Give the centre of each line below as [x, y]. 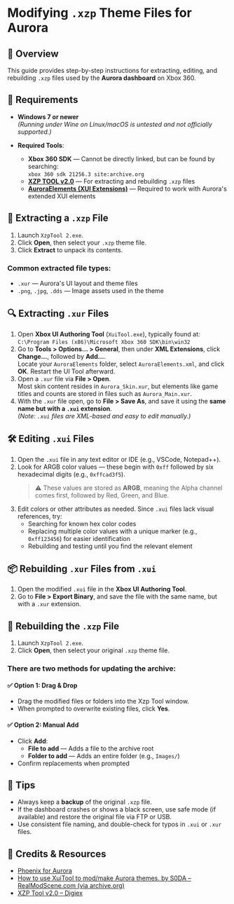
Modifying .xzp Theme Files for [100, 13]
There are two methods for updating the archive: [92, 669]
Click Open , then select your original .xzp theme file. [94, 650]
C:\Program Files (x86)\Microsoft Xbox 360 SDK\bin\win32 [104, 342]
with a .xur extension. [49, 604]
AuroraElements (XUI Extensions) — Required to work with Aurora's [128, 189]
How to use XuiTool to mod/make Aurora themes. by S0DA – [104, 878]
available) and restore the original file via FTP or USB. [95, 817]
